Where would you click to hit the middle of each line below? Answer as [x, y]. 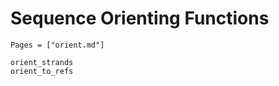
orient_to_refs [42, 71]
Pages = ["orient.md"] [57, 45]
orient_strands [42, 62]
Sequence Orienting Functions [140, 18]
